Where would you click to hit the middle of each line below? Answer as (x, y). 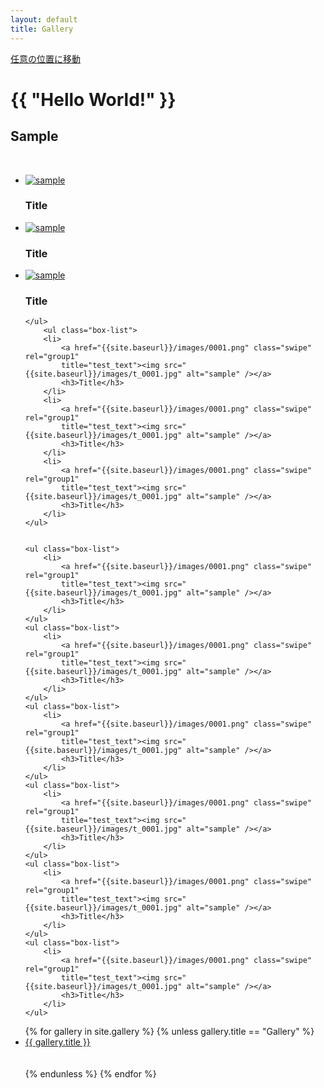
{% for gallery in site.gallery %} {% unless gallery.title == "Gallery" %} (169, 1032)
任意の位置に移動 (45, 58)
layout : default (44, 19)
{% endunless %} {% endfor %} (90, 1074)
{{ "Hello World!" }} (93, 99)
